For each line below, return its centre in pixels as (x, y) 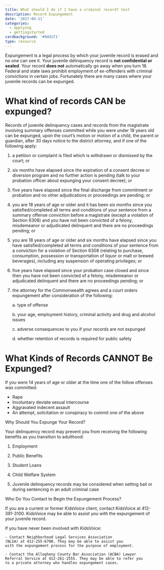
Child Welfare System (34, 475)
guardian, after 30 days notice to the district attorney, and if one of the (76, 140)
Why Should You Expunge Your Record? (45, 422)
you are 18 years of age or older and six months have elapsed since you (84, 240)
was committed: (21, 388)
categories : (17, 23)
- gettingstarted (27, 32)
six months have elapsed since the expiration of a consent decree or (81, 170)
